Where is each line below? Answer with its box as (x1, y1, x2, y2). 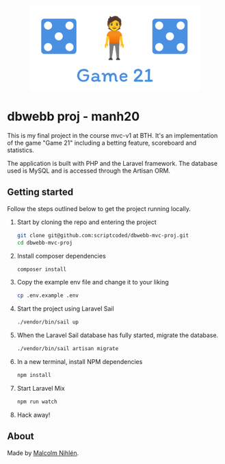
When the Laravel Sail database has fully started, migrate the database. (16, 331, 219, 339)
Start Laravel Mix (16, 384, 65, 392)
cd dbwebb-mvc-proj (16, 239, 73, 246)
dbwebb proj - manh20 (7, 109, 140, 125)
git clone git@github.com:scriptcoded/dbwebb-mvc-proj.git (16, 232, 189, 239)
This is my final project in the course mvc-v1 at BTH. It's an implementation (7, 131, 218, 139)
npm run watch (16, 398, 57, 405)
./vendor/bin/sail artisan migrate (16, 345, 119, 352)
